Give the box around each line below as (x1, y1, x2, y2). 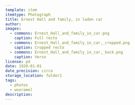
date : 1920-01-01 (5, 64, 42, 69)
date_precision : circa (5, 69, 53, 74)
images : (5, 26, 22, 31)
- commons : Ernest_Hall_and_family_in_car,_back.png (10, 49, 123, 55)
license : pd (5, 59, 30, 64)
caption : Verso (14, 54, 47, 60)
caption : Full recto (14, 36, 58, 41)
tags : (5, 78, 17, 83)
